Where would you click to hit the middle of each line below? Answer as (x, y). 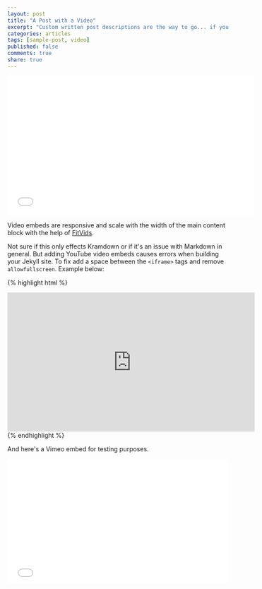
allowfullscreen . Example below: (56, 268)
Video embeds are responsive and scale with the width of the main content (117, 225)
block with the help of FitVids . (50, 232)
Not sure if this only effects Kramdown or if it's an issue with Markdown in (115, 246)
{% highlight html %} (38, 282)
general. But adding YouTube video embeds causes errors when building (113, 254)
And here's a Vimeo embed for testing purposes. (78, 448)
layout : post (26, 14)
